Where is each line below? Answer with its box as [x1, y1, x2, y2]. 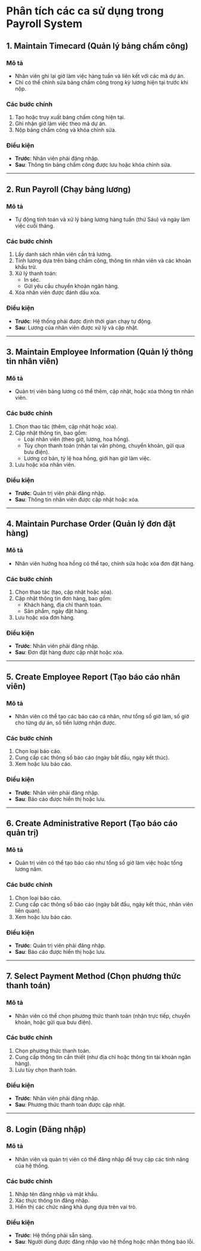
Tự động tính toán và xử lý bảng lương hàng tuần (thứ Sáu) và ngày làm [14, 216, 190, 223]
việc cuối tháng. [14, 222, 55, 229]
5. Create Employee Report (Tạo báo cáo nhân [6, 672, 181, 682]
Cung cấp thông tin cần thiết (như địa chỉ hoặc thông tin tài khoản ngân [14, 1053, 191, 1060]
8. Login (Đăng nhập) [6, 1124, 86, 1134]
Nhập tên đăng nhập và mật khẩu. [14, 1190, 99, 1198]
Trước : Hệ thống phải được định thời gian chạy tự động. [14, 318, 153, 325]
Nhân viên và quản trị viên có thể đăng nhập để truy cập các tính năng [14, 1155, 189, 1163]
